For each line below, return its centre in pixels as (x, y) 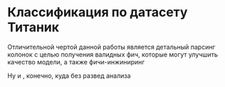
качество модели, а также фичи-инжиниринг (76, 62)
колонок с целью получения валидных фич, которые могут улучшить (113, 54)
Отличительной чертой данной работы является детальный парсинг (111, 47)
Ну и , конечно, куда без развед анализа (69, 76)
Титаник (33, 27)
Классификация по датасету (98, 12)
